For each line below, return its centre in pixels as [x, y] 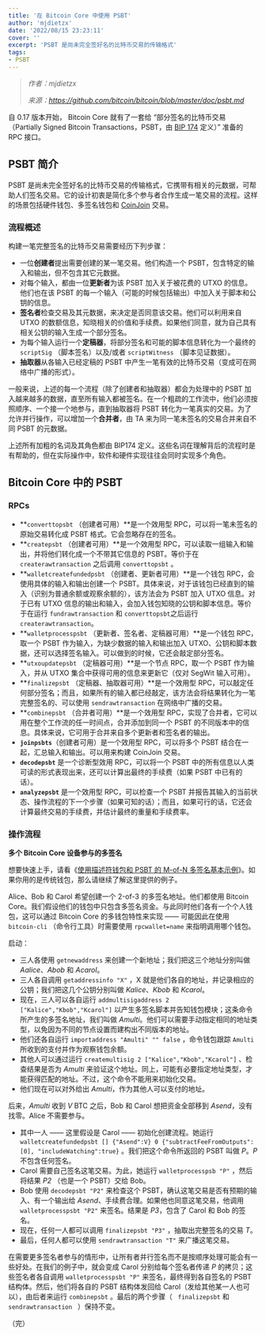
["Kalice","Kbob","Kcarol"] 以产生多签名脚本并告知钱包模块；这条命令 [136, 1009]
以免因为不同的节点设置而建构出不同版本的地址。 [114, 1029]
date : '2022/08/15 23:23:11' [56, 30]
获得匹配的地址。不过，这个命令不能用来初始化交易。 [113, 1079]
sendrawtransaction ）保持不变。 [64, 1306]
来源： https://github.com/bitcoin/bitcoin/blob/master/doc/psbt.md [136, 100]
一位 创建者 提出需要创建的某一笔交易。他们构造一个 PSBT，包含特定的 [133, 263]
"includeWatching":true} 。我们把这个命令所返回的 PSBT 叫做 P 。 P [148, 1150]
